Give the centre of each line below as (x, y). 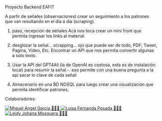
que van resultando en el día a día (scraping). (50, 21)
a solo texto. (24, 55)
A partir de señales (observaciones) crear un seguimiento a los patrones (77, 16)
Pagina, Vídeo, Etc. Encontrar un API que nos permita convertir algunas (83, 50)
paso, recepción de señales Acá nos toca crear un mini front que (77, 31)
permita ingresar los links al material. (49, 36)
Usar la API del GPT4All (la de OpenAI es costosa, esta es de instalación (84, 65)
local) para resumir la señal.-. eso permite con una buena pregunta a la (83, 70)
